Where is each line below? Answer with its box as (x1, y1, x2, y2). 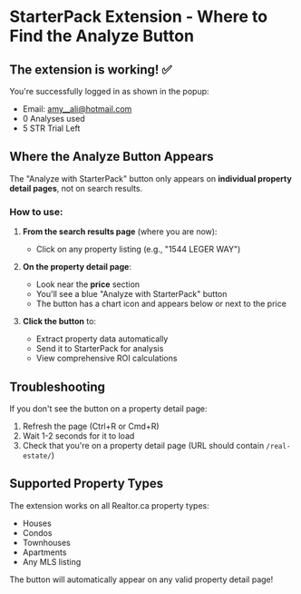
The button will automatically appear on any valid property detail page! (9, 574, 274, 585)
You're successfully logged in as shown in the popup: (9, 86, 210, 96)
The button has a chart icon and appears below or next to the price (35, 298, 287, 310)
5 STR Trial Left (22, 123, 81, 134)
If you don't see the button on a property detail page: (9, 402, 208, 414)
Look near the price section (35, 279, 141, 290)
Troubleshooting (9, 379, 106, 394)
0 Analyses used (22, 114, 85, 124)
